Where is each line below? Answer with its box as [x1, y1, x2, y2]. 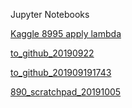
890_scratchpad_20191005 [10, 86, 122, 98]
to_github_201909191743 [10, 67, 112, 78]
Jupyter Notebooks [10, 9, 90, 20]
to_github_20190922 [10, 47, 95, 59]
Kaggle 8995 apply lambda [10, 28, 122, 39]
